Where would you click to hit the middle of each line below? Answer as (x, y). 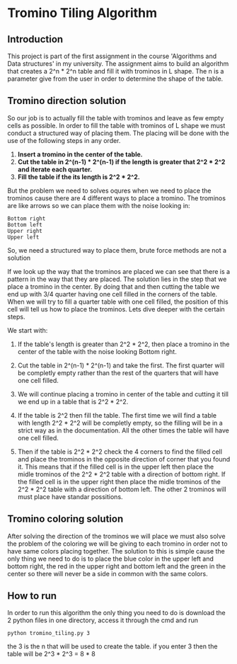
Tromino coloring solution (65, 519)
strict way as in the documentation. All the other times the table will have (123, 430)
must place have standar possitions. (70, 496)
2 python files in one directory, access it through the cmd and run (103, 620)
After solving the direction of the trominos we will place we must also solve (116, 536)
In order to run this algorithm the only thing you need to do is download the (116, 613)
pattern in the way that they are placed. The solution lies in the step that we (117, 279)
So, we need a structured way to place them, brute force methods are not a (117, 250)
